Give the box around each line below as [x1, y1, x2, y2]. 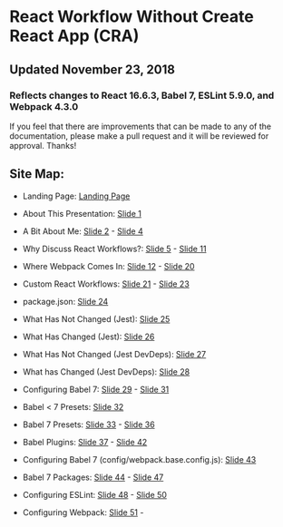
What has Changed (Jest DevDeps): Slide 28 [22, 366, 190, 377]
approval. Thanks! [9, 140, 77, 151]
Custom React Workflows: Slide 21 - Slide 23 [22, 278, 190, 289]
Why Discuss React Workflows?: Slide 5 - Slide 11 [22, 243, 207, 254]
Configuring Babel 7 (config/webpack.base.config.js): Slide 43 [22, 454, 257, 464]
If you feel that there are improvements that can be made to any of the [9, 121, 272, 132]
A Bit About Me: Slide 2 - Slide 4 [22, 225, 143, 237]
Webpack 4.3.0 [9, 100, 79, 112]
